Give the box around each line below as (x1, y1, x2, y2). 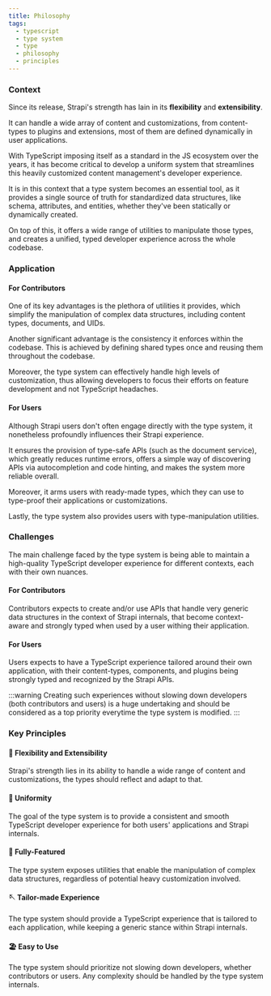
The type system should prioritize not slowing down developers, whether (8, 963, 252, 972)
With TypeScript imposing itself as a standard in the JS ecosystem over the (8, 151, 259, 161)
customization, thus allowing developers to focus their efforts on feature (8, 376, 249, 385)
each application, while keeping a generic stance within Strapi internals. (8, 922, 248, 932)
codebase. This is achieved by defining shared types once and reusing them (8, 342, 264, 353)
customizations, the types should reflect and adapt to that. (8, 775, 204, 784)
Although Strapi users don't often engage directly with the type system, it (8, 421, 253, 431)
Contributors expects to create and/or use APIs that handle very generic (8, 603, 249, 613)
